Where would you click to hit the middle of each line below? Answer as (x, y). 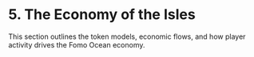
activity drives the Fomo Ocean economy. (77, 44)
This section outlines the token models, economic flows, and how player (127, 36)
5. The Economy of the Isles (102, 15)
